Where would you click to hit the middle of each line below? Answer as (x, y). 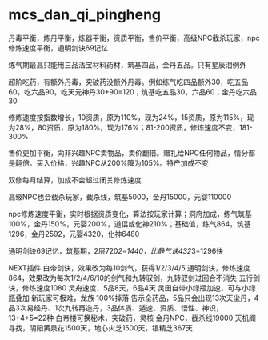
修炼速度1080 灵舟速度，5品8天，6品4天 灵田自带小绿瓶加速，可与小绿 (139, 288)
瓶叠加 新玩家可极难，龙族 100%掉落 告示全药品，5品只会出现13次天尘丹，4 (134, 298)
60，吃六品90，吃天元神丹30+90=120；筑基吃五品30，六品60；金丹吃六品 (133, 92)
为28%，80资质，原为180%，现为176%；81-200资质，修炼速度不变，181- (131, 127)
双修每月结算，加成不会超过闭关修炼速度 (75, 180)
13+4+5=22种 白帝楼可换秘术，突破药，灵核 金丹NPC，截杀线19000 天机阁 (132, 318)
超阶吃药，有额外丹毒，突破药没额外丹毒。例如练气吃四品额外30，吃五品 (128, 82)
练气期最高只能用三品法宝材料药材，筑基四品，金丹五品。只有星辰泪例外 (127, 65)
